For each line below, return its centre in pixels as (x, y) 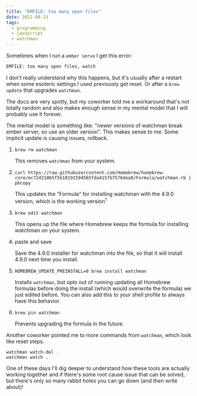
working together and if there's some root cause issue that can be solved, (96, 374)
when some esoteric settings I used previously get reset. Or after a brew (93, 84)
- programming (29, 28)
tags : (13, 22)
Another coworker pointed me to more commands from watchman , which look (99, 335)
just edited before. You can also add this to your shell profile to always (100, 294)
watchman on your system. (47, 230)
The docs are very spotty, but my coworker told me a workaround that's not (98, 101)
